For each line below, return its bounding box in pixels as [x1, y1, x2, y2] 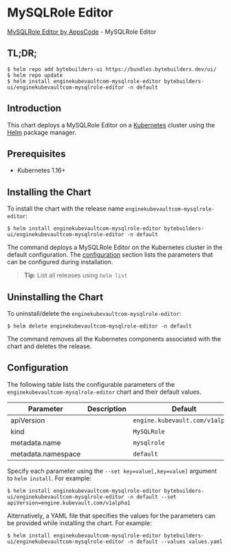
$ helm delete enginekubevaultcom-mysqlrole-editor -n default [7, 323, 192, 330]
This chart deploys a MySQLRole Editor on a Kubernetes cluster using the [7, 120, 215, 129]
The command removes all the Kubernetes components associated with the [7, 335, 221, 343]
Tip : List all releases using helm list [23, 271, 128, 279]
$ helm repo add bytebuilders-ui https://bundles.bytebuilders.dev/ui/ [7, 65, 217, 73]
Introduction [7, 103, 62, 114]
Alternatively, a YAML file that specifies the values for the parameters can [7, 511, 215, 520]
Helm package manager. [7, 128, 77, 136]
